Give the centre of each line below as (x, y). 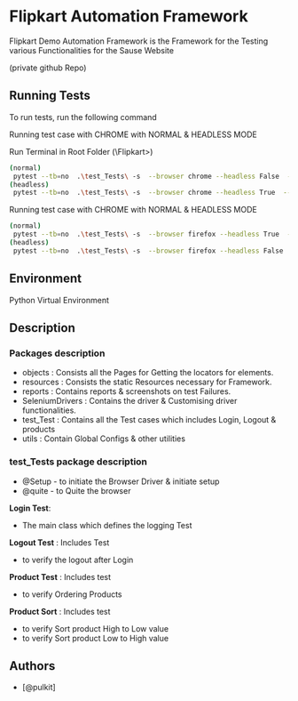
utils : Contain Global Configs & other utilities (104, 439)
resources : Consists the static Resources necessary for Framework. (147, 382)
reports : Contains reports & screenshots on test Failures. (126, 391)
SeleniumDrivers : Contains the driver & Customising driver (129, 401)
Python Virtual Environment (59, 300)
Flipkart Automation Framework (129, 16)
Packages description (57, 353)
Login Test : (30, 508)
